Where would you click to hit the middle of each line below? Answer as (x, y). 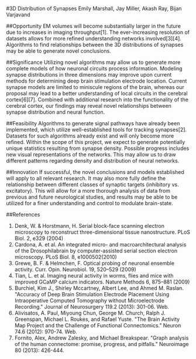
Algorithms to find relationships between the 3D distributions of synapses (95, 45)
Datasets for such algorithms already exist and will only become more (90, 136)
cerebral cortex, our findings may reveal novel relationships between (89, 106)
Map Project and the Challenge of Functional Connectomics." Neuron (98, 325)
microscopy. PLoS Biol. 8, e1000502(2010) (66, 257)
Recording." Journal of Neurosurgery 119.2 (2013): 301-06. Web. (92, 307)
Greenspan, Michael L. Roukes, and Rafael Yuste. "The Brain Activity (97, 319)
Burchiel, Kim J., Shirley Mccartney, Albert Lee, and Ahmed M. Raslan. (99, 288)
